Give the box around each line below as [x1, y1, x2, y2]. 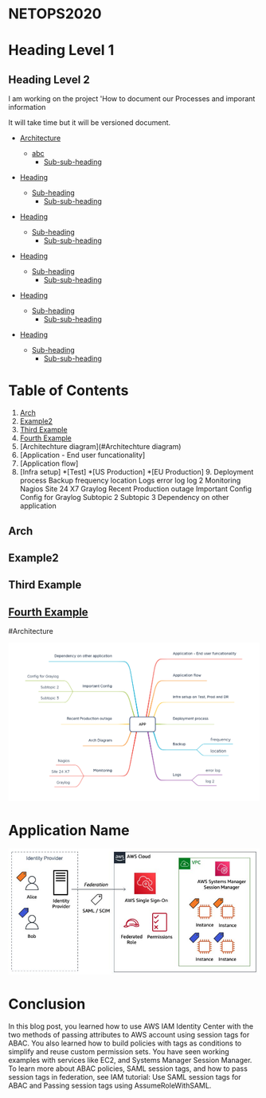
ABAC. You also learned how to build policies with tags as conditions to [8, 1038, 242, 1048]
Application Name [8, 822, 130, 840]
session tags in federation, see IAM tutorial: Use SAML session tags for [8, 1072, 241, 1081]
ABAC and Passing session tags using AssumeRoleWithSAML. [8, 1080, 212, 1090]
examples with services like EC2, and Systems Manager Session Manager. [8, 1055, 252, 1065]
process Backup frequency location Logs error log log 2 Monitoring [19, 475, 241, 486]
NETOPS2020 [8, 5, 102, 23]
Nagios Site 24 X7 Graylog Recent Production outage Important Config [19, 484, 252, 494]
